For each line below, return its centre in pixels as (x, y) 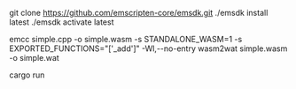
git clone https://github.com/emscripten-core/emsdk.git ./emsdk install (139, 13)
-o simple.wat (34, 58)
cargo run (27, 75)
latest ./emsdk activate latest (62, 22)
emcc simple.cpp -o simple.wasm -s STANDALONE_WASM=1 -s (126, 39)
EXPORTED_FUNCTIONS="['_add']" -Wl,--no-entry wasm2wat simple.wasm (148, 48)
